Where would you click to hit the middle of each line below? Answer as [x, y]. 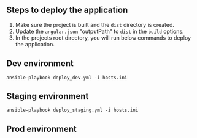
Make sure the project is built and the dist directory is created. [95, 24]
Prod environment [41, 129]
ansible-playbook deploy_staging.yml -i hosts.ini [72, 110]
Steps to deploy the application [67, 10]
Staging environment [48, 96]
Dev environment [40, 64]
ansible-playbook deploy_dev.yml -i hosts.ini [67, 78]
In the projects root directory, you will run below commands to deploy [103, 38]
